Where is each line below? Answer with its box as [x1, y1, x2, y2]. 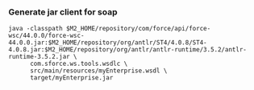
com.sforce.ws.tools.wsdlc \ [29, 59, 128, 68]
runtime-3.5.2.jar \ [8, 53, 78, 61]
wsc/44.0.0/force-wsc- [8, 31, 85, 40]
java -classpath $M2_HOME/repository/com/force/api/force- [8, 25, 211, 33]
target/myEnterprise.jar [29, 74, 114, 82]
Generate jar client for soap [8, 6, 118, 18]
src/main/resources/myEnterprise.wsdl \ [29, 67, 168, 75]
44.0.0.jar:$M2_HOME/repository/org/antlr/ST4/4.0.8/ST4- [8, 39, 207, 47]
